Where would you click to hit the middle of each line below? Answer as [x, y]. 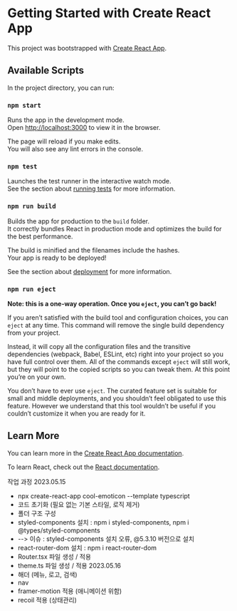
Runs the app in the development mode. [66, 120]
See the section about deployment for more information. [90, 271]
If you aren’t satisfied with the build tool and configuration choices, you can [118, 317]
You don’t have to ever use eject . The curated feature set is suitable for [112, 390]
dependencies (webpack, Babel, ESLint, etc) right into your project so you [116, 354]
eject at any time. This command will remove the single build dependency [116, 325]
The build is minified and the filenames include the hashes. [94, 250]
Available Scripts [46, 70]
